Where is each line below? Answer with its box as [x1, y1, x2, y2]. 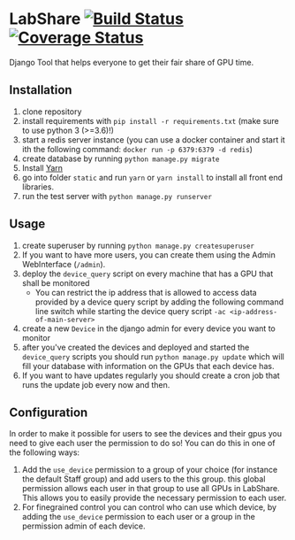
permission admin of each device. [21, 521, 146, 531]
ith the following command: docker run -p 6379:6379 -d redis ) [21, 143, 253, 154]
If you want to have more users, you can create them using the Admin [21, 249, 276, 260]
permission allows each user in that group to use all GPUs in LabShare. [21, 483, 280, 494]
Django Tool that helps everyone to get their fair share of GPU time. [9, 57, 254, 67]
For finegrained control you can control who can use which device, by [21, 502, 276, 513]
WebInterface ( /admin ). [21, 258, 106, 269]
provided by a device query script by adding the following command [34, 297, 284, 307]
